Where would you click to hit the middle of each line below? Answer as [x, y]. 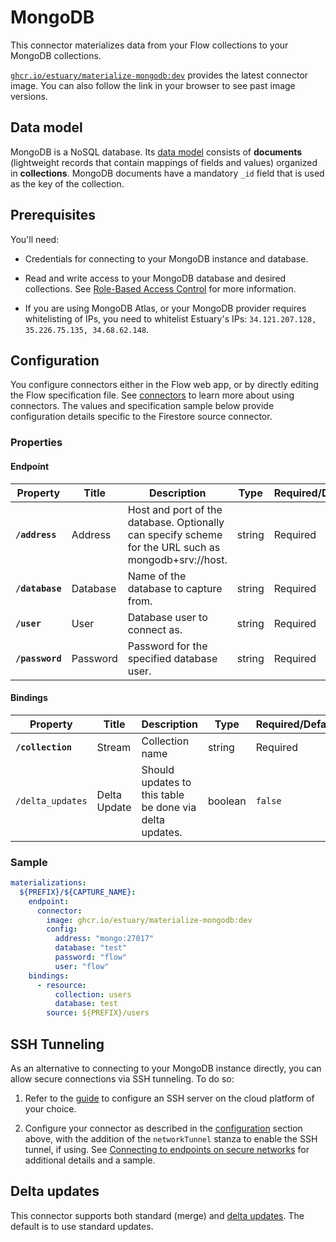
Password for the [167, 646]
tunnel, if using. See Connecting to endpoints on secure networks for [167, 1149]
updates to [166, 782]
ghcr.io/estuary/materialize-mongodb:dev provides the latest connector [159, 75]
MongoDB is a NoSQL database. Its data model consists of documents [156, 152]
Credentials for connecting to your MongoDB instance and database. [166, 258]
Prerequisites [53, 215]
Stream [114, 747]
